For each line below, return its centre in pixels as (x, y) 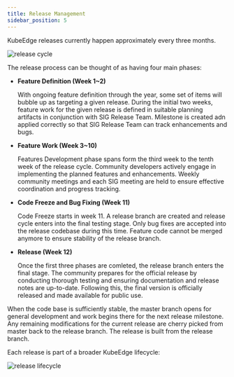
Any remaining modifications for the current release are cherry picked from (115, 324)
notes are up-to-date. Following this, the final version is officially (110, 287)
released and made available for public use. (80, 295)
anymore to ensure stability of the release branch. (89, 238)
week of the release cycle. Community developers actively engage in (117, 166)
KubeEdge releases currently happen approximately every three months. (112, 40)
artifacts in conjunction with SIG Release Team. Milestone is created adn (121, 117)
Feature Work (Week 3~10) (57, 145)
